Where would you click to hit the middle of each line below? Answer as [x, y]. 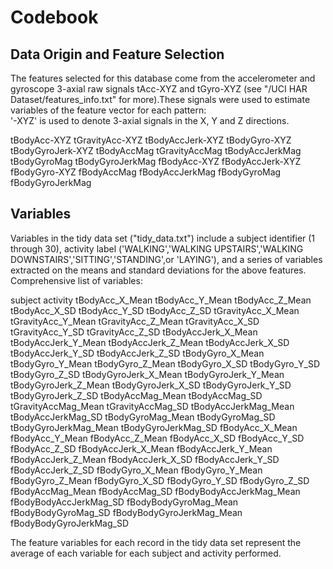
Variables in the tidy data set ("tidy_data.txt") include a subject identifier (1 [163, 238]
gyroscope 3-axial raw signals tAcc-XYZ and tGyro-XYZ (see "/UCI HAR [159, 89]
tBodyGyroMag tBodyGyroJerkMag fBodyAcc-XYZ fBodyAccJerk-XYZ [156, 161]
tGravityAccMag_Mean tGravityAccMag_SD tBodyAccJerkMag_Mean [152, 406]
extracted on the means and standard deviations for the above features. [158, 270]
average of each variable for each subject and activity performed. [146, 553]
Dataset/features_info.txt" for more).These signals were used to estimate [160, 99]
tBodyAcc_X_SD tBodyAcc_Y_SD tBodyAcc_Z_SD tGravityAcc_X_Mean [155, 310]
